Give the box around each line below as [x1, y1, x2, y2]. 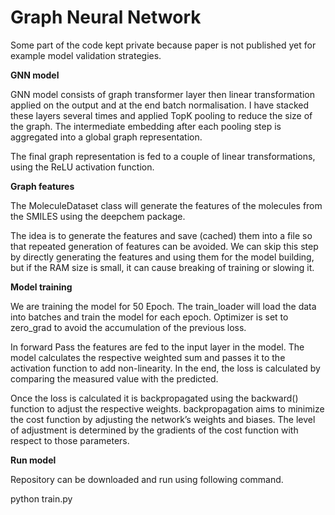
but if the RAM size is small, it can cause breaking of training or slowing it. [10, 261, 315, 273]
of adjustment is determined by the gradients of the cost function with [10, 424, 299, 436]
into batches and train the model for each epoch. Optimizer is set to [10, 311, 289, 323]
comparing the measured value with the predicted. [10, 372, 219, 385]
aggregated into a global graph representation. [10, 131, 203, 143]
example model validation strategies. [10, 49, 162, 61]
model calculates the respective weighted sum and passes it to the [10, 351, 286, 363]
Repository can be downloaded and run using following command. [10, 473, 284, 485]
